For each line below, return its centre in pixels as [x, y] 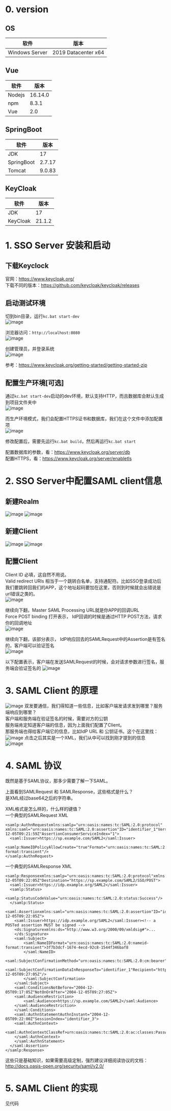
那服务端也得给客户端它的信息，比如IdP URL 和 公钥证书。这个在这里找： [82, 731]
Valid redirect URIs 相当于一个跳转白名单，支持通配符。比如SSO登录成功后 [83, 581]
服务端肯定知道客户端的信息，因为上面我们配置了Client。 [65, 725]
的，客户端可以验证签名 [30, 645]
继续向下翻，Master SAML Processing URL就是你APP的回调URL [72, 610]
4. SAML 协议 [34, 766]
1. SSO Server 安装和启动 [58, 245]
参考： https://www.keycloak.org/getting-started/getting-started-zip [76, 365]
